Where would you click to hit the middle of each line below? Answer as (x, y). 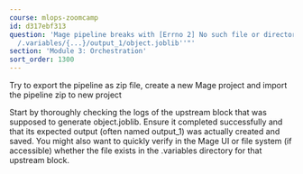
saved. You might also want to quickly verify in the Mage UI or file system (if (151, 141)
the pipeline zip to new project (65, 95)
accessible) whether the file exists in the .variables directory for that (136, 151)
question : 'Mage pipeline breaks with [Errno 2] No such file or (134, 34)
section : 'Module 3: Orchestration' (78, 51)
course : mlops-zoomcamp (54, 18)
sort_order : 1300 (42, 60)
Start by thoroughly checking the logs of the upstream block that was (138, 112)
